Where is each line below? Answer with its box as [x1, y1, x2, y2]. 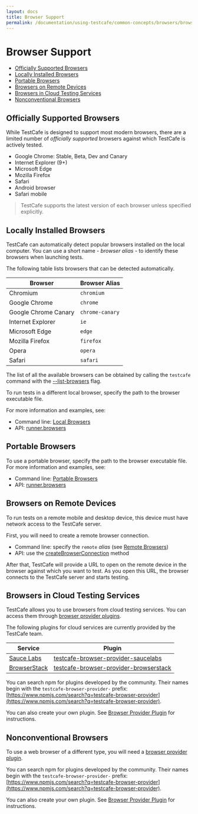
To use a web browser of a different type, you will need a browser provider [6, 748, 187, 756]
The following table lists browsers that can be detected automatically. [6, 265, 175, 272]
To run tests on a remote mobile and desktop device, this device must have [6, 514, 189, 521]
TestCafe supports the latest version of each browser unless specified [20, 202, 192, 209]
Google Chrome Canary [9, 308, 75, 316]
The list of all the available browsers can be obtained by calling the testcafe [6, 371, 191, 378]
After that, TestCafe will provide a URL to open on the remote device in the [6, 561, 187, 568]
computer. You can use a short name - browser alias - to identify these [6, 247, 179, 254]
